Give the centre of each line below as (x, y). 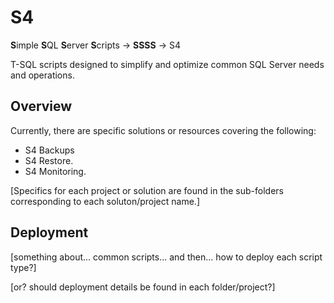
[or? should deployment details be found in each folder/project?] (143, 287)
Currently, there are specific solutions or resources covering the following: (163, 130)
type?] (23, 267)
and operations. (42, 75)
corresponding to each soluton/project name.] (105, 201)
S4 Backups (49, 150)
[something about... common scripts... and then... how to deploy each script (166, 257)
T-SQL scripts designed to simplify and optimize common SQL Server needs (167, 64)
